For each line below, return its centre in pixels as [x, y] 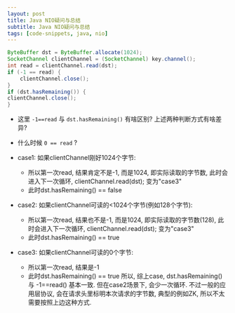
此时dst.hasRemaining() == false [75, 190]
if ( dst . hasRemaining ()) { [47, 92]
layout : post [26, 14]
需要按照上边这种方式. [60, 302]
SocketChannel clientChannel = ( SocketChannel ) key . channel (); [102, 59]
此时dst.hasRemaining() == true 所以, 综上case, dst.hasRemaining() [125, 276]
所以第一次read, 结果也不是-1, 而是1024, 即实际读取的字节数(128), [122, 220]
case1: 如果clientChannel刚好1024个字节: [76, 158]
